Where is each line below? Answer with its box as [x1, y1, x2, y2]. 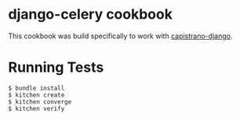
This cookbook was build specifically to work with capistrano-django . [8, 31, 233, 41]
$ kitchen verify [8, 104, 65, 112]
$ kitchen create [8, 91, 65, 99]
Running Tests [8, 58, 104, 76]
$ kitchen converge [8, 97, 72, 106]
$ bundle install [8, 84, 65, 92]
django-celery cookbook [8, 5, 173, 23]
